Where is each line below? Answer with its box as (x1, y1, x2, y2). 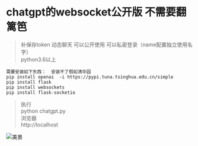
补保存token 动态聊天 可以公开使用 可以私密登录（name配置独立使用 (20, 41, 188, 48)
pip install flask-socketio (6, 90, 76, 96)
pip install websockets (6, 84, 65, 90)
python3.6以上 (20, 56, 56, 63)
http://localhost (20, 121, 58, 128)
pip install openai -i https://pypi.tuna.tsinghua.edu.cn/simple (6, 74, 174, 80)
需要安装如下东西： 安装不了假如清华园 (6, 69, 91, 75)
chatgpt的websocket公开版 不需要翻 (6, 5, 187, 19)
